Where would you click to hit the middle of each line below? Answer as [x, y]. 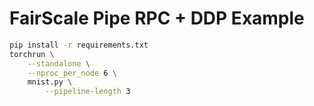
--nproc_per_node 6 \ [72, 73]
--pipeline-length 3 [88, 92]
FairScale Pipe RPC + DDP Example [157, 18]
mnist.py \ [50, 82]
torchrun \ [32, 54]
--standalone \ [59, 63]
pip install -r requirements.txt [79, 45]
